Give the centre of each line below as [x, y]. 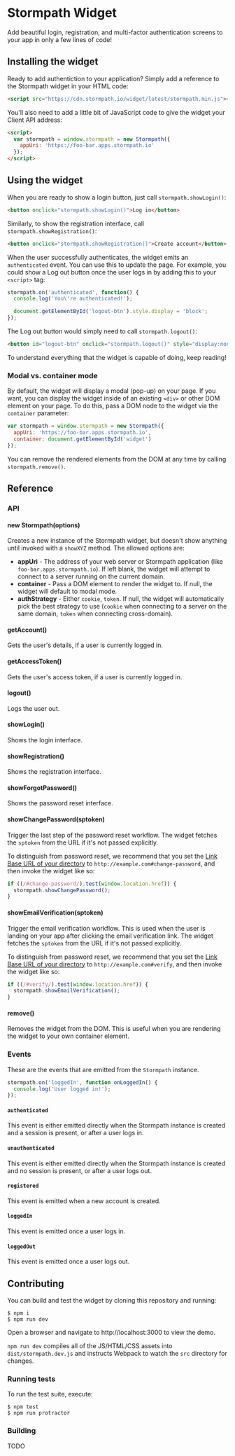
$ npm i [19, 1313]
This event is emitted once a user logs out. [69, 1261]
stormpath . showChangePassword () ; [62, 890]
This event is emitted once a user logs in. [66, 1231]
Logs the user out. [34, 708]
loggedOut [22, 1247]
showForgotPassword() [42, 788]
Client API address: [35, 120]
